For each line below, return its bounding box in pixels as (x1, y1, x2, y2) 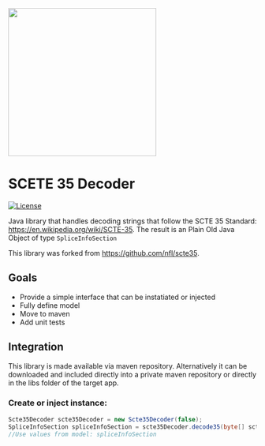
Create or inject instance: (8, 398, 108, 409)
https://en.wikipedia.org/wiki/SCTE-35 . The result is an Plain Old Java (8, 224, 235, 234)
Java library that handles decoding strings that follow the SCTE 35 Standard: (8, 216, 257, 226)
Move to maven (19, 309, 70, 318)
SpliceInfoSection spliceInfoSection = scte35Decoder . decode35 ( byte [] (8, 422, 245, 431)
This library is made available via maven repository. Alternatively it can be (8, 361, 248, 370)
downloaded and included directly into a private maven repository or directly (8, 369, 257, 379)
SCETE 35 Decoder (8, 175, 136, 193)
